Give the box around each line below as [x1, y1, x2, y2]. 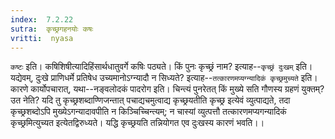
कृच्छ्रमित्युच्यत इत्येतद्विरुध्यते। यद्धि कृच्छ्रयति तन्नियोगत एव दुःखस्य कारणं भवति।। [10, 117, 265, 129]
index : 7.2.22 [10, 14, 74, 25]
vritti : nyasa [10, 33, 74, 43]
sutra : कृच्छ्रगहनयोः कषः [10, 24, 94, 34]
